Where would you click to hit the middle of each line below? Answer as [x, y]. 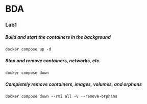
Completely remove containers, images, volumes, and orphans [73, 84]
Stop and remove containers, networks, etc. [53, 60]
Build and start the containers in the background [58, 37]
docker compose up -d [28, 49]
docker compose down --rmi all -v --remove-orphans [61, 97]
